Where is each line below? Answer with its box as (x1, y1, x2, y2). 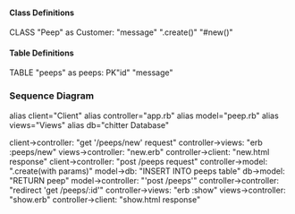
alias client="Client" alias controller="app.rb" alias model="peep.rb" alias (9, 110, 279, 121)
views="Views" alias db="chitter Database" (9, 119, 170, 130)
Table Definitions (9, 47, 74, 58)
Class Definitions (9, 7, 74, 18)
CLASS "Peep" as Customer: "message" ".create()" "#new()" (9, 27, 234, 38)
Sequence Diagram (9, 90, 95, 102)
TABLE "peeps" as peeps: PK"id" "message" (9, 67, 173, 78)
